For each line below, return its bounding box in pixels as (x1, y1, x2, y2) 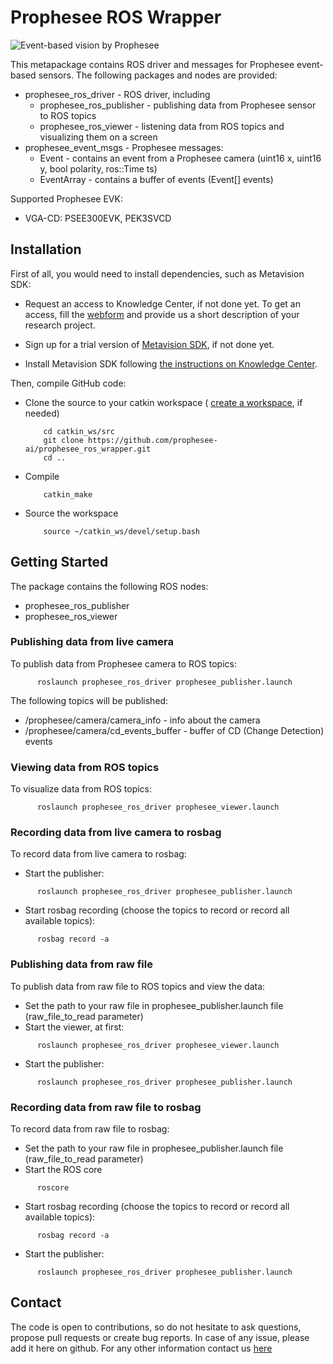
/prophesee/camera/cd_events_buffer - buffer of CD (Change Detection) (24, 724, 325, 736)
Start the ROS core (24, 1164, 103, 1176)
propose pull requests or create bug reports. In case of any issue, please (10, 1331, 310, 1343)
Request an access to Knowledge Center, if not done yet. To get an (24, 297, 301, 310)
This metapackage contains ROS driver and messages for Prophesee (10, 58, 295, 70)
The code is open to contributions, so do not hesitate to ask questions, (10, 1321, 302, 1333)
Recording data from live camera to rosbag (10, 826, 222, 840)
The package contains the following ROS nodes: (10, 580, 209, 592)
